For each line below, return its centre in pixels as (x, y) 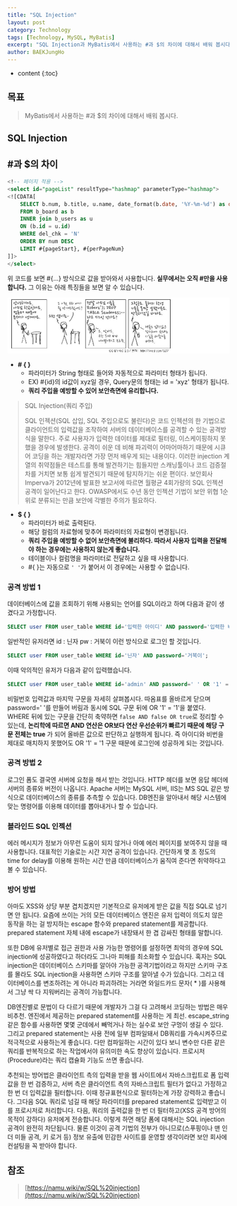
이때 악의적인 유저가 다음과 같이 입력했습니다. (69, 670)
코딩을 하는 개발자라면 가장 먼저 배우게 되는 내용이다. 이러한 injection (127, 456)
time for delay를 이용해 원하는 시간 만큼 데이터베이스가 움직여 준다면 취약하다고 (117, 861)
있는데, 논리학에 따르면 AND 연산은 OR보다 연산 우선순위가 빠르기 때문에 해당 (112, 725)
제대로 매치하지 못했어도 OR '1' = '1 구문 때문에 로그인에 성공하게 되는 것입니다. (116, 743)
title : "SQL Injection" (42, 15)
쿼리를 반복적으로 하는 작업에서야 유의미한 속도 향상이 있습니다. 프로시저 (106, 1051)
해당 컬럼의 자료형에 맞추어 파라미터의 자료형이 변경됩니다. (108, 531)
